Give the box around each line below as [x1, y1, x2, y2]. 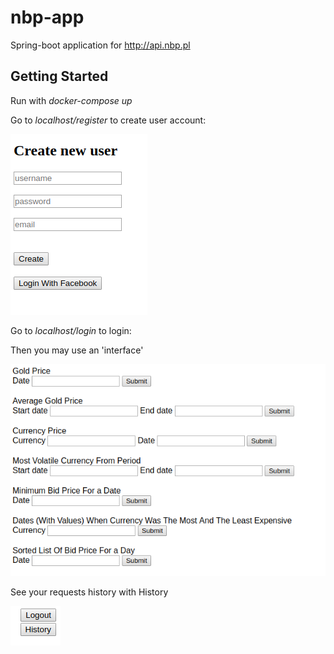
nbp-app [10, 6, 85, 29]
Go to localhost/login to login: [10, 324, 132, 336]
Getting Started [10, 68, 109, 85]
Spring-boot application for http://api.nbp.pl [10, 39, 191, 51]
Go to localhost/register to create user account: [10, 114, 207, 126]
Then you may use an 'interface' [10, 344, 144, 356]
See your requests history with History [10, 586, 169, 598]
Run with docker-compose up [10, 94, 133, 106]
